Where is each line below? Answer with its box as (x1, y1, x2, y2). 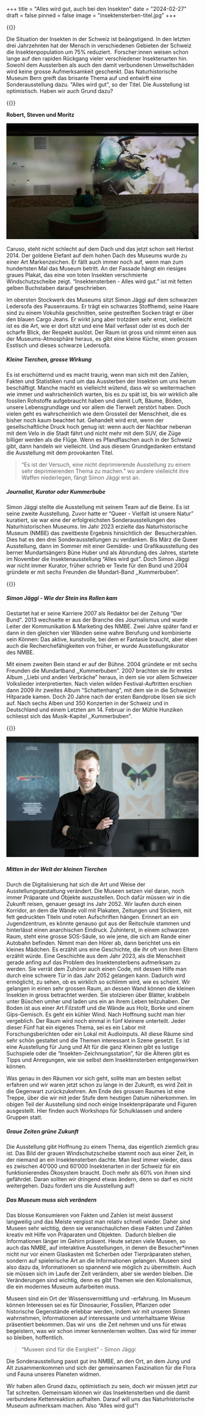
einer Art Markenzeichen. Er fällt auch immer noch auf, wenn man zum (6, 258, 184, 266)
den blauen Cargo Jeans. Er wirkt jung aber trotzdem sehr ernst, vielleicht (6, 316, 192, 323)
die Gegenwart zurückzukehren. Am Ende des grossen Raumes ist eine (6, 1088, 185, 1095)
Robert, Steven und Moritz (6, 111, 75, 118)
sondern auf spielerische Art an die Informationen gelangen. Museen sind (6, 1257, 192, 1264)
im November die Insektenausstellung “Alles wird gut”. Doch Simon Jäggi (6, 555, 190, 563)
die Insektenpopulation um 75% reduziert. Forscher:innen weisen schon (6, 48, 189, 56)
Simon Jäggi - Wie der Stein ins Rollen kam (6, 594, 118, 601)
